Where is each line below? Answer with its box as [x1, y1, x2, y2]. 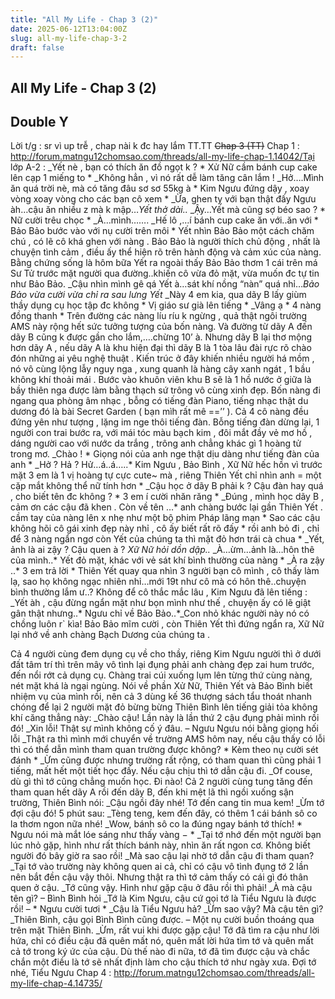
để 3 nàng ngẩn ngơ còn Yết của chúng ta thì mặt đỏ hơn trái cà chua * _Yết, [10, 533, 325, 545]
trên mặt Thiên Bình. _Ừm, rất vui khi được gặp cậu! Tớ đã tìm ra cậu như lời [10, 924, 320, 936]
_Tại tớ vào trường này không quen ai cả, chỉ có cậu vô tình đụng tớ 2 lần [10, 861, 309, 873]
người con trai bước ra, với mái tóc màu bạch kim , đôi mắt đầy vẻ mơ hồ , [10, 427, 313, 439]
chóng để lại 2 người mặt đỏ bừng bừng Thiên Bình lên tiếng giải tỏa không [10, 701, 318, 713]
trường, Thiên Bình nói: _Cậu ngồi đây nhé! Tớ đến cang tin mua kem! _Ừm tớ [10, 797, 325, 809]
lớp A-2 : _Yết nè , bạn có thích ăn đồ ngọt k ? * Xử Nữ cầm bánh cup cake [10, 161, 318, 173]
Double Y [10, 114, 69, 131]
